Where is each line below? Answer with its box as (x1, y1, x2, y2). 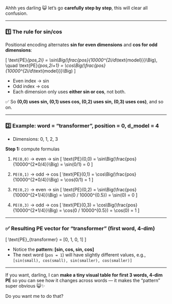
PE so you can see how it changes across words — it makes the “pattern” (5, 277, 160, 284)
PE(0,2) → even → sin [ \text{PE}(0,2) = (12, 186, 96, 192)
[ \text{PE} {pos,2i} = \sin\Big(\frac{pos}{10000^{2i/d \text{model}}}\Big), (5, 57, 158, 63)
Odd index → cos (12, 83, 50, 90)
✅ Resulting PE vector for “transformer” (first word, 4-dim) (5, 225, 155, 232)
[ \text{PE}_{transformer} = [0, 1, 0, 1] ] (5, 236, 87, 243)
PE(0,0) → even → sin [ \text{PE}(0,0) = (12, 156, 96, 162)
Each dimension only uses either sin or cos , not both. (12, 89, 126, 95)
